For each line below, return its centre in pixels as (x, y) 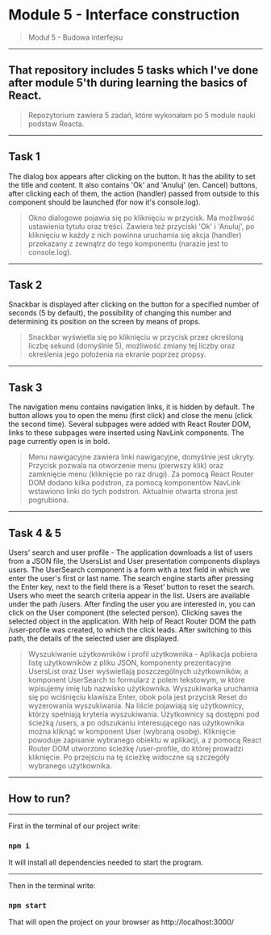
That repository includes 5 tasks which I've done (133, 70)
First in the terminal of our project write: (74, 826)
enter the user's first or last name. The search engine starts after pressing (131, 578)
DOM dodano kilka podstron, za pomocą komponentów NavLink (134, 483)
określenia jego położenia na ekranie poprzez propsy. (117, 354)
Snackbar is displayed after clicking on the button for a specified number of (134, 304)
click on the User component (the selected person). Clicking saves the (125, 613)
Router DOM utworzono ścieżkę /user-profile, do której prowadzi (135, 749)
